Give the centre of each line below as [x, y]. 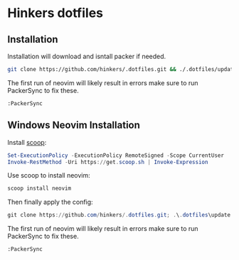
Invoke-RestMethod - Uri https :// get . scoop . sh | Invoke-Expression [108, 162]
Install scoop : [27, 142]
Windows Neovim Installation [74, 125]
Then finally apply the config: [51, 202]
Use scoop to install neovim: [49, 175]
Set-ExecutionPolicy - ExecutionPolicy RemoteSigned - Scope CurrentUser [116, 155]
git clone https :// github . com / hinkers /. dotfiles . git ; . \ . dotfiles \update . [121, 215]
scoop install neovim [39, 189]
